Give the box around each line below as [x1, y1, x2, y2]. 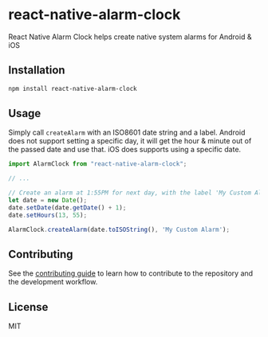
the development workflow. [8, 277, 98, 287]
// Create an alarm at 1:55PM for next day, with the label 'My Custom [8, 189, 251, 197]
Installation [8, 64, 65, 77]
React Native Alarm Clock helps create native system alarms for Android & [8, 32, 252, 41]
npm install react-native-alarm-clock [8, 84, 137, 92]
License [8, 300, 49, 314]
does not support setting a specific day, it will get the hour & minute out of [8, 136, 252, 146]
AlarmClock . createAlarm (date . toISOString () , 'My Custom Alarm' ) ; [8, 225, 230, 233]
